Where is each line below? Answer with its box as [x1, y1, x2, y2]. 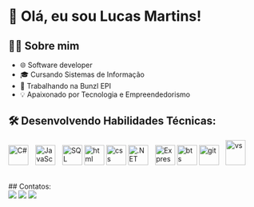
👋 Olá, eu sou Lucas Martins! [8, 7, 202, 26]
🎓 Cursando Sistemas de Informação [19, 70, 145, 79]
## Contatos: [8, 181, 52, 191]
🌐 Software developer [19, 60, 93, 70]
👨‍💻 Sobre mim [8, 39, 80, 53]
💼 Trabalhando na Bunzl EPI [19, 82, 112, 90]
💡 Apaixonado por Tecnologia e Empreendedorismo [19, 90, 190, 99]
